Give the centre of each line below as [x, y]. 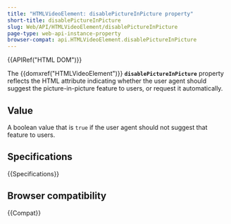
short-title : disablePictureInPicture [64, 20]
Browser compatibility [57, 196]
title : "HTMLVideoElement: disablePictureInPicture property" [100, 14]
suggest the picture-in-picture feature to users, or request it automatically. [115, 88]
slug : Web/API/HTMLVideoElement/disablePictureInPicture [93, 27]
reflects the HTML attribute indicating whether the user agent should [107, 81]
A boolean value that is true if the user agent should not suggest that [107, 127]
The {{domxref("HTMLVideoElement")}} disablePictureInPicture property [115, 74]
